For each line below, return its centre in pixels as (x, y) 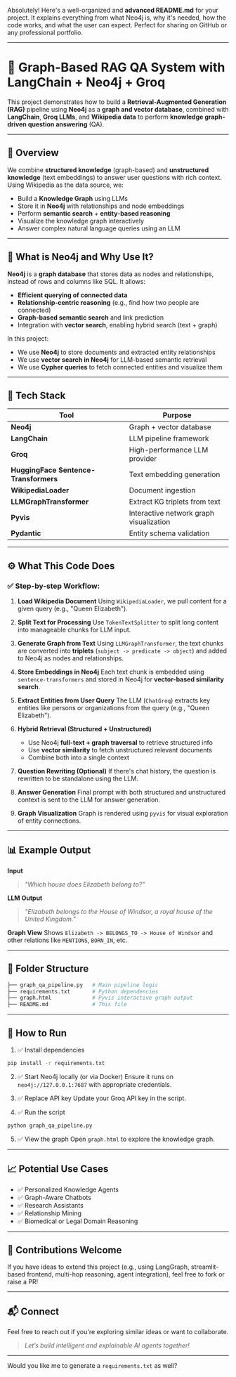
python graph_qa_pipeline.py (50, 1125)
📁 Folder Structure (48, 969)
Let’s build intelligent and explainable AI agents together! (107, 1345)
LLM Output (25, 898)
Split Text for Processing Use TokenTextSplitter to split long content (118, 622)
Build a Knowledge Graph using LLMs (73, 198)
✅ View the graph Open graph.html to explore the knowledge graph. (116, 1139)
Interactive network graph (171, 514)
